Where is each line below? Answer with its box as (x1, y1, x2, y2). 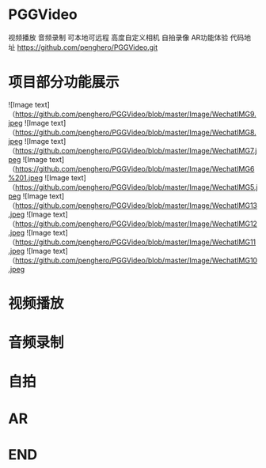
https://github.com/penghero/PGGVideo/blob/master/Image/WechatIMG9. (15, 109, 256, 119)
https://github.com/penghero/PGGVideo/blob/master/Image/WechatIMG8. (15, 127, 257, 137)
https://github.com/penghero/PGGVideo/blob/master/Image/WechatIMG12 (15, 219, 257, 228)
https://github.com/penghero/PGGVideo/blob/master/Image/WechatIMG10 (15, 255, 258, 265)
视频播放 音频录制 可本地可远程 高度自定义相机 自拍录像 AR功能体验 (8, 32, 229, 42)
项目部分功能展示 (8, 74, 120, 92)
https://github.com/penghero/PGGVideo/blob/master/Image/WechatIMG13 (15, 200, 257, 210)
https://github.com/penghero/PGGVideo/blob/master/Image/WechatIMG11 (15, 237, 256, 247)
